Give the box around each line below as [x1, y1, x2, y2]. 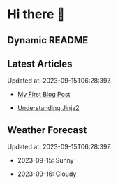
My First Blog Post [17, 90, 71, 99]
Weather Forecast [7, 124, 87, 136]
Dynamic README [7, 34, 89, 46]
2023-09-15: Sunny [17, 156, 75, 165]
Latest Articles [7, 57, 73, 69]
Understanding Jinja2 [17, 104, 80, 112]
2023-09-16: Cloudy [17, 170, 77, 178]
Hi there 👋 [7, 6, 65, 22]
